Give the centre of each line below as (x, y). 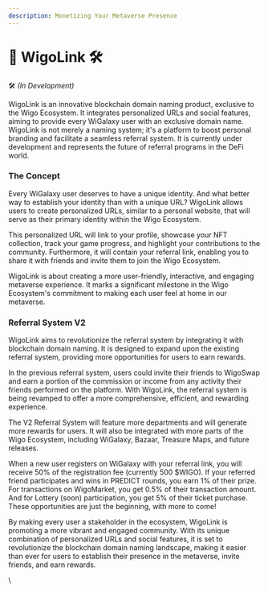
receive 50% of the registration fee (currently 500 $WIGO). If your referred (132, 472)
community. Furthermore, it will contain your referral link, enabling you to (128, 252)
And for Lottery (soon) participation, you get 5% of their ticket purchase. (128, 498)
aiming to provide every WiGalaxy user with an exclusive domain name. (126, 121)
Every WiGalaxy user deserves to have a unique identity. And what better (129, 193)
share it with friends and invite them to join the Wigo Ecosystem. (115, 260)
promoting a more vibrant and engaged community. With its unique (119, 531)
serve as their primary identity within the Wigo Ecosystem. (105, 219)
